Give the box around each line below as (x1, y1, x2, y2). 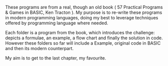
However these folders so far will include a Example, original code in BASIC (5, 40, 161, 46)
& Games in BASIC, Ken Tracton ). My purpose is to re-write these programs (5, 9, 162, 15)
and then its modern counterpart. (5, 46, 74, 51)
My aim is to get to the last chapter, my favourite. (5, 55, 106, 61)
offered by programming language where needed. (5, 20, 109, 26)
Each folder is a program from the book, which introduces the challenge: (5, 30, 155, 35)
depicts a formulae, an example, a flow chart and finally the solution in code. (5, 35, 163, 41)
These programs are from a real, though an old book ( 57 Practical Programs (5, 4, 163, 10)
